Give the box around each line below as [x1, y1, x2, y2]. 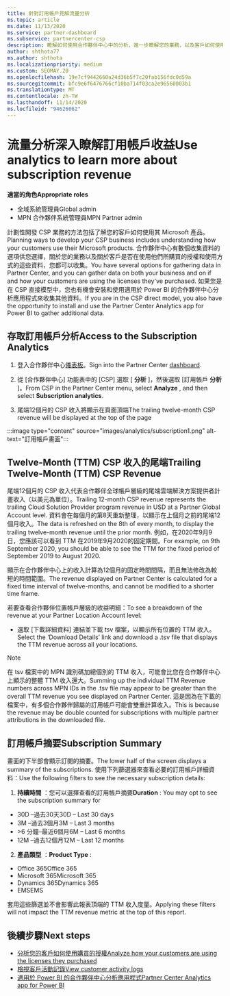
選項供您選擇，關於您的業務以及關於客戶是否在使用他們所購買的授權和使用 [7, 252, 217, 260]
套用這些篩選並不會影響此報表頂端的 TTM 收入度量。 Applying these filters [7, 900, 216, 908]
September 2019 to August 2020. [7, 552, 101, 560]
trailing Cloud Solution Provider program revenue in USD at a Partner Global [7, 503, 220, 511]
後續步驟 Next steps [7, 930, 90, 941]
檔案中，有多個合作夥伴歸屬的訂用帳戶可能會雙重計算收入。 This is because [7, 701, 220, 709]
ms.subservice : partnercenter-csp [7, 36, 106, 42]
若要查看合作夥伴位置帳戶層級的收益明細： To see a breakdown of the [7, 603, 203, 612]
